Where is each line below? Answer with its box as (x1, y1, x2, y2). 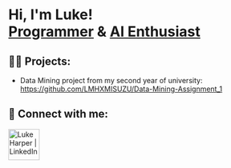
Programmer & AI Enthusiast (8, 22, 201, 41)
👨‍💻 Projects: (8, 54, 71, 68)
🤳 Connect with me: (8, 107, 108, 121)
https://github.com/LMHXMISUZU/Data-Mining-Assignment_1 (19, 84, 223, 94)
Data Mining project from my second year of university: (19, 76, 203, 85)
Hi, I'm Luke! (8, 6, 94, 24)
